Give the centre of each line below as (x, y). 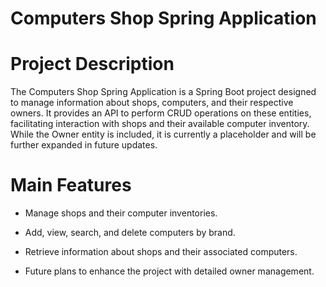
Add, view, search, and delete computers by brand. (130, 233)
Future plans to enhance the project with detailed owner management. (169, 271)
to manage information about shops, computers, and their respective (152, 103)
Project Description (92, 64)
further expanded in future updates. (84, 145)
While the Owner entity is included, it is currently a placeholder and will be (163, 134)
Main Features (71, 185)
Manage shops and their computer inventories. (121, 213)
